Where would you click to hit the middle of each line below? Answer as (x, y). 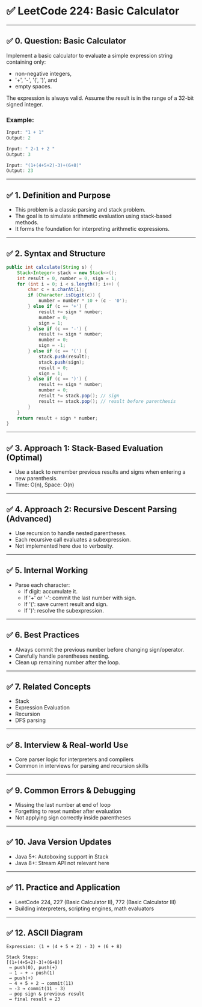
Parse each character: (42, 585)
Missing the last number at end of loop (63, 804)
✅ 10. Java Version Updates (59, 842)
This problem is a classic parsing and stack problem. (80, 210)
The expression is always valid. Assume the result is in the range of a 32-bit (100, 98)
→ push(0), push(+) (33, 968)
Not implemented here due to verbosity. (64, 546)
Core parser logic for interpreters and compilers (74, 759)
